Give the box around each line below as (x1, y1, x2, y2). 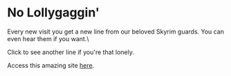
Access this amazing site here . (7, 61, 95, 69)
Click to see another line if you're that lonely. (7, 48, 135, 56)
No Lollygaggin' (7, 5, 100, 21)
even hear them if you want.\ (7, 34, 89, 42)
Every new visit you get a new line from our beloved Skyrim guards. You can (7, 27, 225, 36)
